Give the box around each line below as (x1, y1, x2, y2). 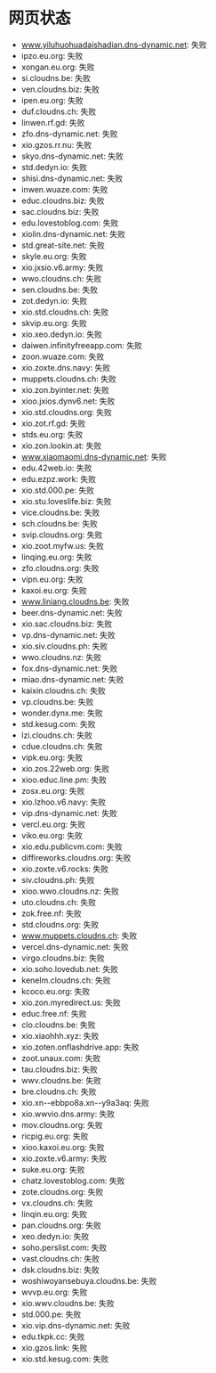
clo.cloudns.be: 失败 (20, 1019, 96, 1030)
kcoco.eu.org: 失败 (20, 985, 91, 996)
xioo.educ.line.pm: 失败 (20, 774, 108, 785)
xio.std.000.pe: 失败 (20, 485, 95, 495)
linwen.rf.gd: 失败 (20, 117, 85, 127)
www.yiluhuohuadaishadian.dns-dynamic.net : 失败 (20, 39, 207, 50)
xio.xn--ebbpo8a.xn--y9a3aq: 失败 (20, 1097, 150, 1107)
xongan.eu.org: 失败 (20, 61, 95, 72)
